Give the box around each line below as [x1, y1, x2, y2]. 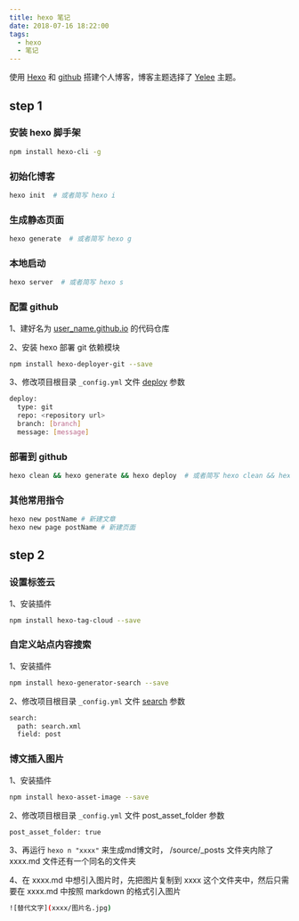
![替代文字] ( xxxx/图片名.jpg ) [9, 904, 112, 913]
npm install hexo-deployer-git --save [9, 359, 153, 368]
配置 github [9, 300, 60, 313]
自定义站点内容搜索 [9, 638, 92, 651]
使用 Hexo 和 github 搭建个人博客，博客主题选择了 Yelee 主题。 [9, 72, 241, 83]
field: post [17, 730, 62, 739]
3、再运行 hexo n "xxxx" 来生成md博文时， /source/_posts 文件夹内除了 [9, 844, 274, 856]
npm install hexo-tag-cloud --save [9, 616, 141, 625]
